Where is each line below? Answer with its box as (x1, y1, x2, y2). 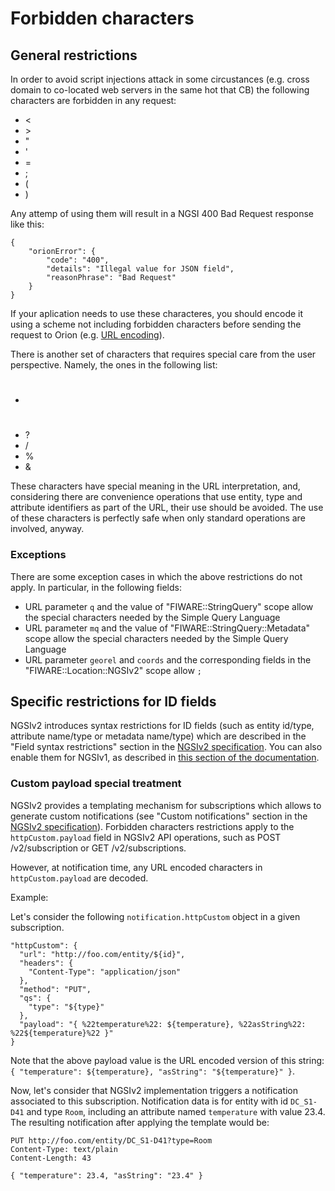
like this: (10, 218, 45, 230)
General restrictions (10, 47, 138, 64)
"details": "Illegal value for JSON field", (46, 264, 235, 274)
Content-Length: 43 (10, 1153, 92, 1163)
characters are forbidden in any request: (10, 95, 177, 106)
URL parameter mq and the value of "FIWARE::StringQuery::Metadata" (24, 622, 311, 634)
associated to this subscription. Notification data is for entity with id (10, 1095, 289, 1107)
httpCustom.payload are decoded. (10, 872, 149, 884)
